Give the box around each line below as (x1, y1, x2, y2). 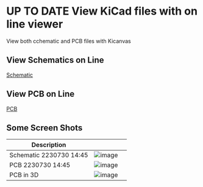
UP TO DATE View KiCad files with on (6, 4, 198, 18)
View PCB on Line (6, 89, 75, 99)
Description (31, 141, 66, 149)
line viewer (6, 17, 63, 31)
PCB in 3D (9, 171, 39, 179)
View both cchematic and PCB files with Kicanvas (6, 37, 131, 44)
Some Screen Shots (6, 122, 83, 133)
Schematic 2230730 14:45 (9, 151, 88, 160)
